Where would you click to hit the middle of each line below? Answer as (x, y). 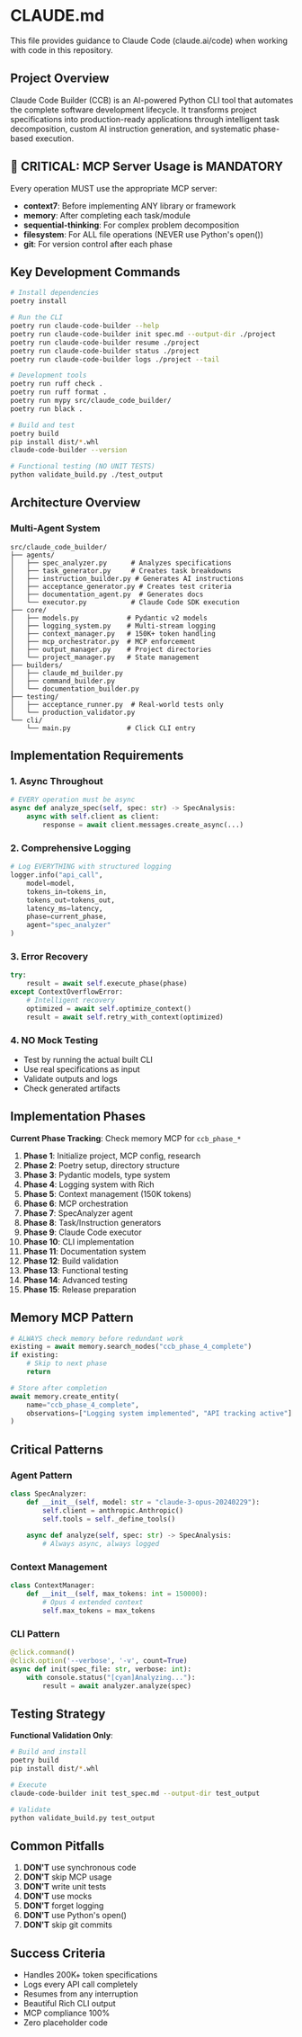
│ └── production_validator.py (73, 712)
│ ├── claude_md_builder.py (67, 673)
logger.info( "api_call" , (57, 875)
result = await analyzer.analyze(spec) (117, 1686)
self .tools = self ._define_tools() (109, 1519)
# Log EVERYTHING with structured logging (91, 867)
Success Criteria (58, 1953)
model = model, (51, 883)
